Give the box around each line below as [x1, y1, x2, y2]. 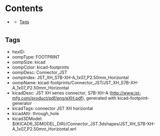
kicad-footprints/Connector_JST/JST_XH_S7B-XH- [38, 79, 139, 85]
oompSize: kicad [12, 59, 46, 65]
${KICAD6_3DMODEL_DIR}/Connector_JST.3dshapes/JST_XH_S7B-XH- [12, 121, 155, 126]
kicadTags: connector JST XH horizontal [12, 105, 93, 111]
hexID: [12, 49, 25, 55]
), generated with [82, 95, 116, 101]
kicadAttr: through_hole [12, 110, 59, 116]
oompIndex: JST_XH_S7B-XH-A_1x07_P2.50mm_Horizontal [12, 75, 129, 80]
